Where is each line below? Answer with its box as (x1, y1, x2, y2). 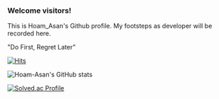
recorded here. (7, 29, 51, 37)
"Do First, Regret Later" (7, 43, 76, 52)
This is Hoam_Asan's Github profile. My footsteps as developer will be (7, 22, 213, 30)
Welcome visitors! (7, 6, 72, 16)
